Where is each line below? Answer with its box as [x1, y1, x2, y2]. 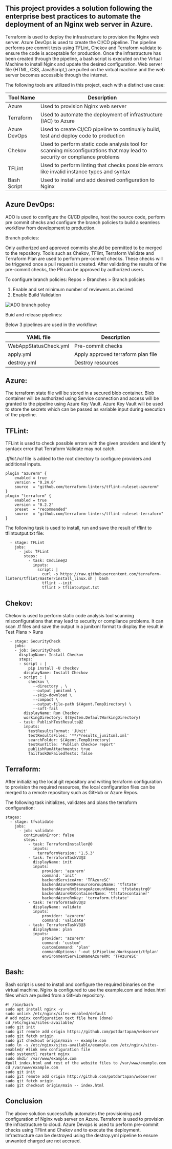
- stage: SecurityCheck [10, 639, 60, 644]
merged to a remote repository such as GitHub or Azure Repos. [5, 789, 139, 795]
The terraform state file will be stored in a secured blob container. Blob [5, 390, 155, 396]
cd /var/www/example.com [5, 1065, 58, 1070]
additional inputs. [5, 461, 42, 467]
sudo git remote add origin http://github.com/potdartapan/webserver [5, 1074, 157, 1079]
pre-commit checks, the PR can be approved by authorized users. [5, 266, 144, 272]
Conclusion [5, 1097, 43, 1105]
